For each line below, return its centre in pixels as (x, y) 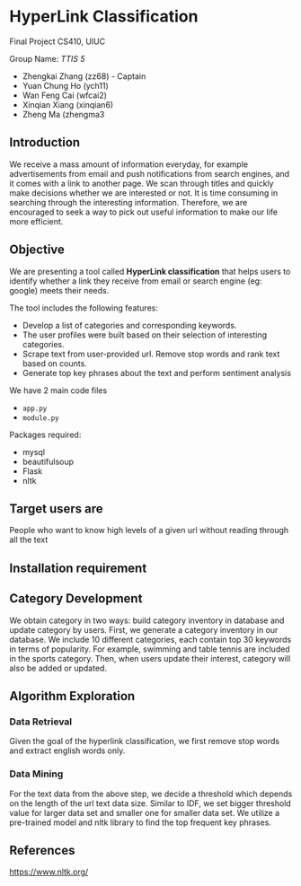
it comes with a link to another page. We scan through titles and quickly (142, 183)
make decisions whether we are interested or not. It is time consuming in (144, 193)
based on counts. (54, 363)
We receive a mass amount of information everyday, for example (129, 164)
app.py (35, 408)
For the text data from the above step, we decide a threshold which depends (151, 794)
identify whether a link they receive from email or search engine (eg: (136, 281)
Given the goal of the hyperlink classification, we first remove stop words (145, 741)
